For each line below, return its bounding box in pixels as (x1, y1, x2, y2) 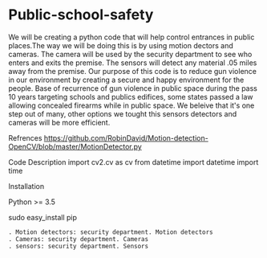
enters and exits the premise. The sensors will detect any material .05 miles (8, 58, 257, 68)
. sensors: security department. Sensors (8, 242, 149, 250)
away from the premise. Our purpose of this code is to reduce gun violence (8, 66, 257, 76)
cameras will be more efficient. (8, 117, 111, 127)
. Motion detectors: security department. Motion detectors (8, 227, 214, 236)
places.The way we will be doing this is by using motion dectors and (8, 40, 234, 50)
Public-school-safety (8, 6, 154, 24)
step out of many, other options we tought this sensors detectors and (8, 109, 237, 118)
